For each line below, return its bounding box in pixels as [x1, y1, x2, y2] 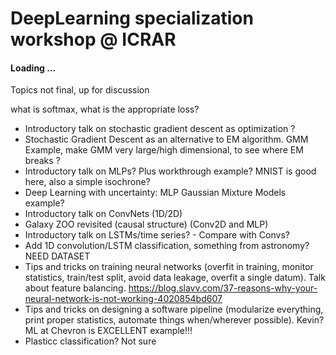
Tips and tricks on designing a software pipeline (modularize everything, [24, 303, 324, 316]
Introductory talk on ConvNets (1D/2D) [24, 208, 183, 220]
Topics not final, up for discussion [10, 84, 150, 96]
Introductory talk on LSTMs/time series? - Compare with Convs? [24, 229, 290, 241]
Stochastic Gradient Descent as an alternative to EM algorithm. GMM [24, 133, 309, 146]
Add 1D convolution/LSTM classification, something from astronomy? [24, 240, 310, 252]
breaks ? [24, 155, 61, 167]
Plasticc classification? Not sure [24, 335, 157, 347]
